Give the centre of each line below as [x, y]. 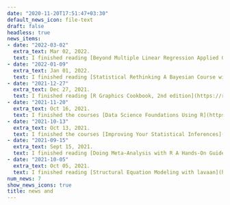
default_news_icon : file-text [50, 20]
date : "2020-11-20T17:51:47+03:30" [58, 13]
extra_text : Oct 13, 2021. [52, 128]
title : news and [30, 191]
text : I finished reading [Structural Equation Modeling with [104, 172]
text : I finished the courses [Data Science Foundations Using [105, 115]
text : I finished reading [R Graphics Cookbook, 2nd [90, 96]
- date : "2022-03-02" [38, 45]
